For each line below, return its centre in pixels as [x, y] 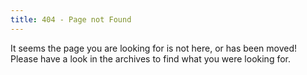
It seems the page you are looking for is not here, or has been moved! [154, 48]
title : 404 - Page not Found [71, 19]
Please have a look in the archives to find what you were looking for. [151, 58]
